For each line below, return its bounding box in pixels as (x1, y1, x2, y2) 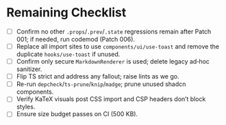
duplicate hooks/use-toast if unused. (16, 50, 121, 59)
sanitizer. (16, 65, 42, 73)
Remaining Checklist (6, 5, 127, 20)
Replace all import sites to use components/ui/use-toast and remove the (16, 42, 220, 51)
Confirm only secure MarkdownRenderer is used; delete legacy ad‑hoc (16, 57, 210, 66)
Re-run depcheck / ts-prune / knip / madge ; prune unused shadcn (16, 80, 186, 88)
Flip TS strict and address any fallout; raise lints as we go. (16, 72, 179, 81)
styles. (16, 102, 36, 111)
